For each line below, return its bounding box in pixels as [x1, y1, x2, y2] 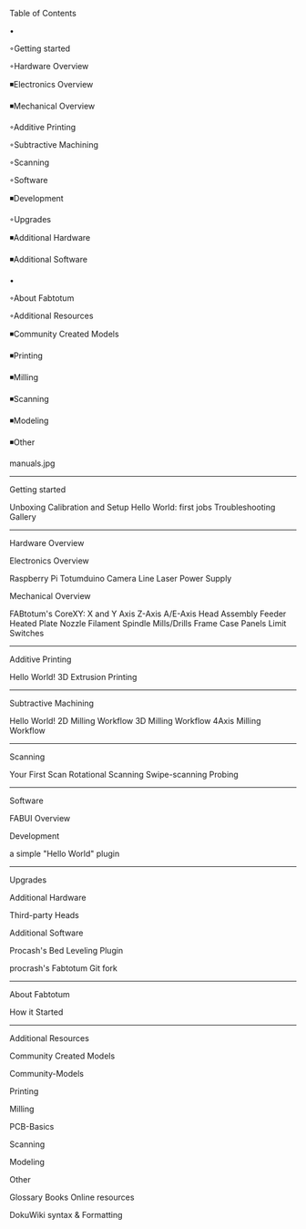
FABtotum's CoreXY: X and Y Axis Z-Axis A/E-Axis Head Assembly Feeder [9, 608, 287, 619]
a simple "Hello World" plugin [9, 848, 120, 859]
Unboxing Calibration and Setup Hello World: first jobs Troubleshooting [9, 501, 276, 512]
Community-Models [9, 1069, 85, 1079]
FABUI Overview [9, 813, 71, 823]
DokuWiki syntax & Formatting [9, 1210, 123, 1220]
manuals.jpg [9, 458, 56, 469]
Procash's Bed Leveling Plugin [9, 945, 124, 955]
